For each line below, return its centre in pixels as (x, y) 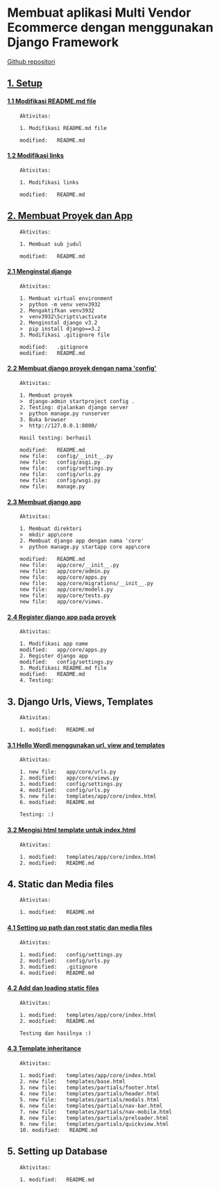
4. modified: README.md (57, 973)
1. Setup (25, 84)
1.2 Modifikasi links (36, 156)
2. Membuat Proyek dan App (70, 216)
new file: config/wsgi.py (60, 480)
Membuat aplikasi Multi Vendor (99, 13)
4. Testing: (37, 680)
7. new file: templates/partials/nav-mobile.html (96, 1112)
